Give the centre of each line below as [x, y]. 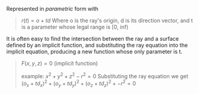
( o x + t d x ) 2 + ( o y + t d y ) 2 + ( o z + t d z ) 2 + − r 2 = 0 [79, 84]
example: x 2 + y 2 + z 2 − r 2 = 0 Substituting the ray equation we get [105, 76]
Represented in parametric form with [52, 9]
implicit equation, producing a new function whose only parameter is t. [94, 52]
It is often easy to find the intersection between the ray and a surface [93, 39]
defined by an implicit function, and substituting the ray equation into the [97, 45]
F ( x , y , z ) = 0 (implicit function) [59, 63]
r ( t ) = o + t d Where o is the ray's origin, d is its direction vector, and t [107, 20]
